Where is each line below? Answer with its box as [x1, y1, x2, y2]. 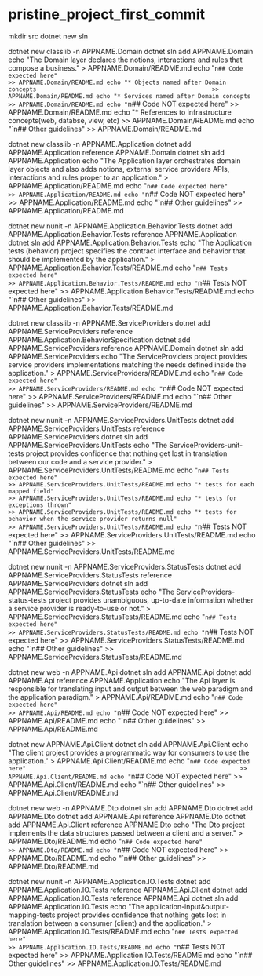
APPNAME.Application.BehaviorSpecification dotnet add [8, 335, 191, 344]
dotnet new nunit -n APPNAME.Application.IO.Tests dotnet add [8, 876, 211, 886]
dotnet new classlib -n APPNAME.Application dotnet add [8, 139, 192, 148]
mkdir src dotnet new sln [8, 31, 89, 41]
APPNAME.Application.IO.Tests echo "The [8, 901, 144, 911]
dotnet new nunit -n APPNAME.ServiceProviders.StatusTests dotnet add [8, 562, 242, 571]
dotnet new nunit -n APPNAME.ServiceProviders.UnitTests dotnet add [8, 415, 235, 424]
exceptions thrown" [8, 501, 72, 509]
